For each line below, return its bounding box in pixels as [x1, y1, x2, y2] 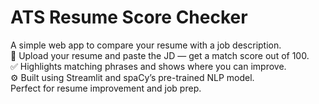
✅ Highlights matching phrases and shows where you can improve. [10, 60, 287, 72]
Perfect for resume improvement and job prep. [10, 82, 202, 94]
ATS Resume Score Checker [10, 6, 248, 29]
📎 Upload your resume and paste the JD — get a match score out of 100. [10, 49, 310, 61]
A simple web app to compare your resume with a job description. [10, 39, 282, 51]
